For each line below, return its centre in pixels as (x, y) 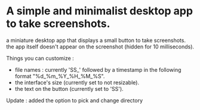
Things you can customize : (40, 58)
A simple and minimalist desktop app (99, 11)
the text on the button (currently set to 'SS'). (69, 88)
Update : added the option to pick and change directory (75, 100)
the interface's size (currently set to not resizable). (77, 82)
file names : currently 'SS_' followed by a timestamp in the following (98, 69)
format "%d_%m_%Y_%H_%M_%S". (60, 76)
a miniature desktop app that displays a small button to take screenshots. (96, 40)
